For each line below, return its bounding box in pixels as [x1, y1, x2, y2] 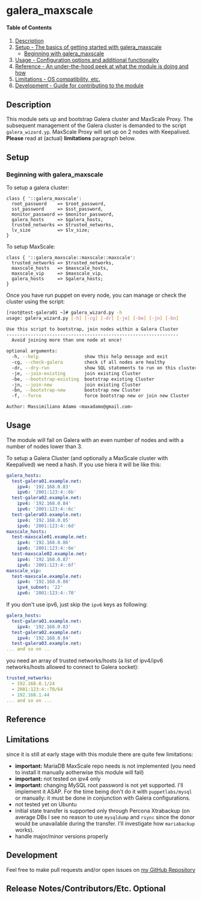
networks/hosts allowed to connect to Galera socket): [6, 664, 139, 671]
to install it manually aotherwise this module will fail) [14, 768, 144, 776]
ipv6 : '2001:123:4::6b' [17, 489, 77, 496]
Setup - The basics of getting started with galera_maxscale [14, 43, 162, 51]
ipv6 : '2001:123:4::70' [17, 590, 77, 596]
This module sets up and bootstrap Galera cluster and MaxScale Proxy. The [6, 116, 194, 123]
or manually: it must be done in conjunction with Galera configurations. [14, 794, 191, 801]
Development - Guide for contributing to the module [14, 82, 144, 89]
